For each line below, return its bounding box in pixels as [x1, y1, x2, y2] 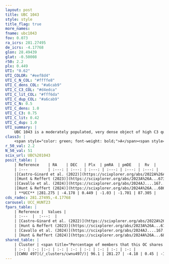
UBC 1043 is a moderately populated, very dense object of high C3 [14, 129, 158, 134]
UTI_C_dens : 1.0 [5, 106, 39, 111]
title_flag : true [5, 21, 42, 27]
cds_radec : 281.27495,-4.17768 [5, 195, 71, 200]
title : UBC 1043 [5, 12, 39, 17]
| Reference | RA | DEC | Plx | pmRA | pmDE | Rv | [14, 162, 156, 167]
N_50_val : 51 [5, 148, 33, 153]
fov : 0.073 [5, 36, 28, 41]
